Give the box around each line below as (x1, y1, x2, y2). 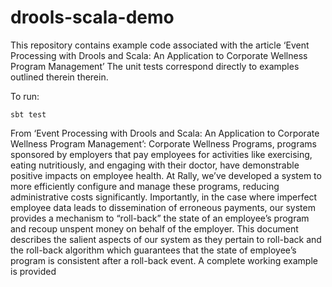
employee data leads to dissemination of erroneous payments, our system (10, 201, 316, 213)
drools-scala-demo (10, 6, 175, 29)
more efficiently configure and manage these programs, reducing (10, 180, 280, 192)
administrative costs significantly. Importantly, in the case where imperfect (10, 191, 318, 203)
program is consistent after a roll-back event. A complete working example (10, 254, 318, 266)
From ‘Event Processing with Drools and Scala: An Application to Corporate (10, 127, 320, 139)
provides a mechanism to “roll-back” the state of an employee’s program (10, 212, 310, 224)
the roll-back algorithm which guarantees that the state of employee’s (10, 244, 297, 256)
